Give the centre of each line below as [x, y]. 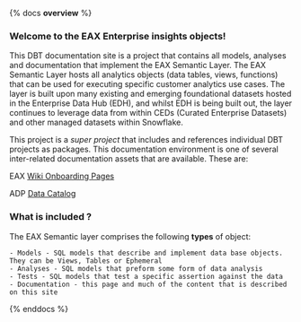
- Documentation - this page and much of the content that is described [148, 284]
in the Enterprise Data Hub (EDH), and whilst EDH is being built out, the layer [151, 103]
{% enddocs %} [39, 309]
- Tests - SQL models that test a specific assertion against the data [146, 276]
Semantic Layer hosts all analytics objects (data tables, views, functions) [144, 74]
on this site [34, 292]
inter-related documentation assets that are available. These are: [129, 159]
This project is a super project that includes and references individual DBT [146, 140]
